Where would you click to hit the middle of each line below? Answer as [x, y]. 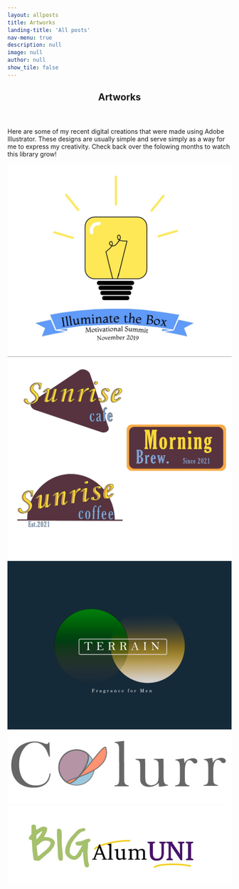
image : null [25, 53]
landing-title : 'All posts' [49, 30]
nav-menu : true [30, 38]
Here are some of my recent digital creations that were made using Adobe [116, 132]
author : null [27, 60]
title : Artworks [31, 22]
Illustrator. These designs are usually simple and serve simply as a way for [116, 139]
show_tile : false [33, 68]
